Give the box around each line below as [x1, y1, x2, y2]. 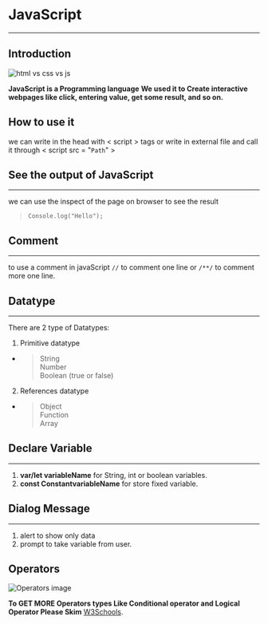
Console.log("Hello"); [27, 212, 104, 220]
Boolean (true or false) [39, 371, 114, 380]
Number [39, 362, 67, 372]
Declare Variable [8, 441, 93, 456]
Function [39, 410, 69, 420]
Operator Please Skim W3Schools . [8, 607, 124, 617]
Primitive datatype [19, 338, 81, 348]
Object [39, 401, 62, 411]
